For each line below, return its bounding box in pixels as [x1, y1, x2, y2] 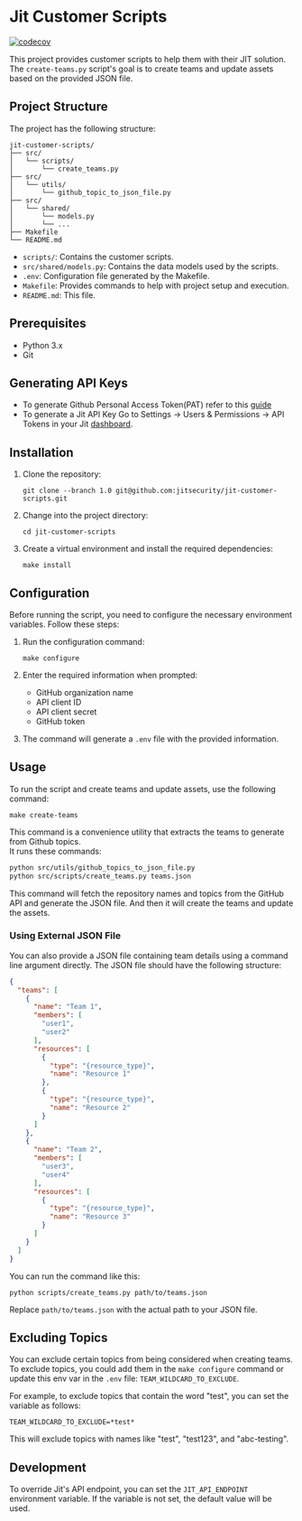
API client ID [35, 697, 82, 707]
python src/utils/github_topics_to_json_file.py [9, 863, 196, 872]
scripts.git [22, 494, 68, 503]
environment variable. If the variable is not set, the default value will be [9, 1493, 272, 1505]
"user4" [41, 1170, 70, 1180]
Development [9, 1460, 87, 1475]
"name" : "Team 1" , [32, 1003, 103, 1012]
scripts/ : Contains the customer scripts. [22, 251, 174, 262]
